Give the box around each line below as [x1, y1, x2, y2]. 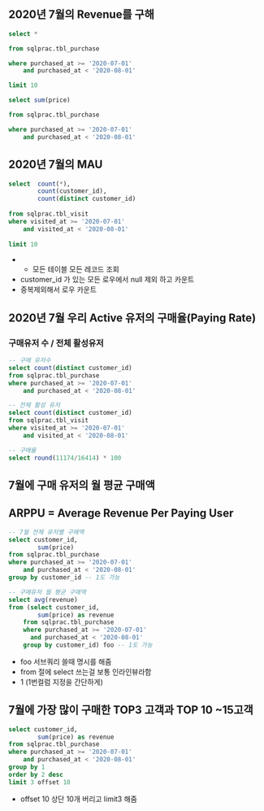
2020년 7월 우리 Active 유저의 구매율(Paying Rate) [8, 311, 257, 325]
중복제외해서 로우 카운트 [19, 285, 97, 294]
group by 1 [8, 763, 45, 771]
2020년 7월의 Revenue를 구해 [8, 7, 154, 22]
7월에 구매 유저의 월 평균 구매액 [8, 478, 156, 492]
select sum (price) [8, 96, 71, 104]
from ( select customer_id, [8, 603, 100, 612]
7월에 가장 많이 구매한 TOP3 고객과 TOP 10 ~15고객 [8, 703, 253, 717]
